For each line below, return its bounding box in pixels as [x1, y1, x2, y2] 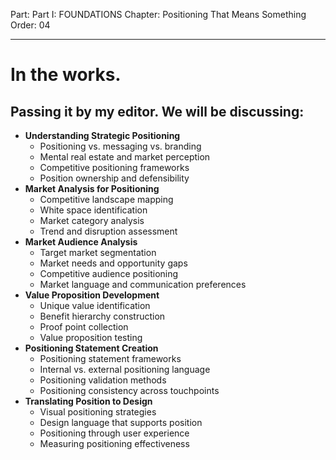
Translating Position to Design [24, 395, 153, 407]
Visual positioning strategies [39, 406, 157, 418]
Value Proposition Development [24, 289, 160, 301]
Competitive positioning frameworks [39, 162, 190, 173]
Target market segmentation [39, 247, 157, 258]
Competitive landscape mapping [39, 194, 174, 205]
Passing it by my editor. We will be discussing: [10, 103, 305, 120]
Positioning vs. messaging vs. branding [39, 140, 202, 152]
